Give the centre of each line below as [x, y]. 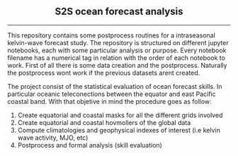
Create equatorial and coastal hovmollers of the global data [104, 122]
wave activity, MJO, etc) [53, 138]
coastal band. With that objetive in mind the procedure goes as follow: [109, 101]
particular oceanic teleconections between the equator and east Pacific [112, 94]
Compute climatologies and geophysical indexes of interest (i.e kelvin [119, 130]
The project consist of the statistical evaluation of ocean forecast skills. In [115, 86]
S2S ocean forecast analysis [119, 12]
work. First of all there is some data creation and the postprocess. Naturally [117, 65]
